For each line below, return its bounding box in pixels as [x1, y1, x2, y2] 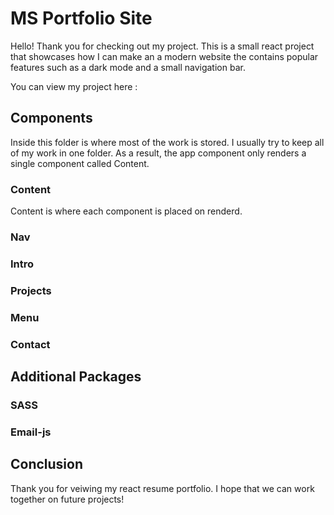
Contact [10, 337, 51, 351]
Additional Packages [10, 368, 142, 386]
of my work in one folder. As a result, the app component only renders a [10, 147, 307, 159]
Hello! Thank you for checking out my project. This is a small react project [10, 40, 315, 52]
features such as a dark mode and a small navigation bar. [10, 61, 246, 73]
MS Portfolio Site [10, 7, 153, 30]
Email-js [10, 425, 52, 439]
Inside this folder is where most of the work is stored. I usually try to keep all [10, 136, 325, 148]
